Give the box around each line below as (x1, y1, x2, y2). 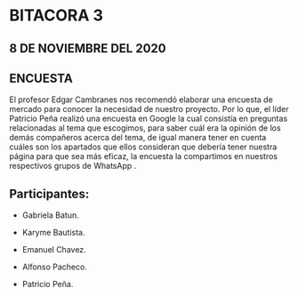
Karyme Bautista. (21, 228, 85, 238)
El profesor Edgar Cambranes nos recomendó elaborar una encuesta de (9, 94, 273, 105)
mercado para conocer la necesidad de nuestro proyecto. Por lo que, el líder (9, 104, 289, 115)
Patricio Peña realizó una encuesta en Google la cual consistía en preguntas (9, 113, 288, 124)
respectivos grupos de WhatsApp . (9, 161, 137, 172)
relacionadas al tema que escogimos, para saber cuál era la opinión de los (9, 123, 282, 133)
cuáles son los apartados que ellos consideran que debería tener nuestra (9, 141, 278, 152)
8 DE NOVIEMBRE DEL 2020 (9, 41, 166, 56)
